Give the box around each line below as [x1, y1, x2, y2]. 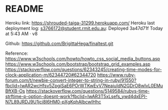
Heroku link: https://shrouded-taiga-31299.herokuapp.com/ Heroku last [5, 20, 155, 26]
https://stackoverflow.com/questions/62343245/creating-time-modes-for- [5, 66, 162, 72]
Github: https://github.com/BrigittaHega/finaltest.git [5, 40, 114, 46]
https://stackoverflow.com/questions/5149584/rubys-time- [26, 88, 150, 94]
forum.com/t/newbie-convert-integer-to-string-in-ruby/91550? [5, 77, 136, 83]
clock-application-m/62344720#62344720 [5, 71, 96, 78]
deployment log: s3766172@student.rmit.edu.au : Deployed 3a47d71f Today [5, 25, 163, 31]
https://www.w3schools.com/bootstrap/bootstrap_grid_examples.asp [5, 61, 151, 67]
